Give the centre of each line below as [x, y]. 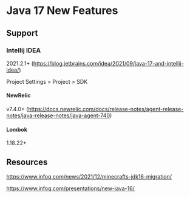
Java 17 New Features [62, 11]
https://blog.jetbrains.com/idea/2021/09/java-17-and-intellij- [108, 63]
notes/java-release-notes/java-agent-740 [58, 115]
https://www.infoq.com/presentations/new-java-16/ [70, 188]
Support [22, 33]
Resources [27, 162]
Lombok [17, 129]
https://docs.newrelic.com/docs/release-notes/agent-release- [106, 109]
